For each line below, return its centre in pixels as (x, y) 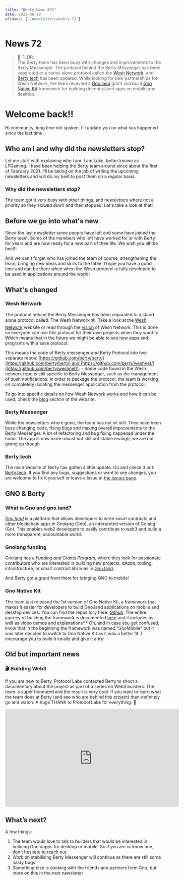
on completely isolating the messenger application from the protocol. (76, 384)
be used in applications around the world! (48, 274)
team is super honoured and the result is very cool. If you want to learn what (83, 692)
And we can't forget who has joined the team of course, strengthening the (81, 258)
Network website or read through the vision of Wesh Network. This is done (82, 327)
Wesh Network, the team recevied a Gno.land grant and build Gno (85, 84)
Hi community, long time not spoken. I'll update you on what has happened (82, 128)
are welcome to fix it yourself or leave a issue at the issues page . (71, 478)
